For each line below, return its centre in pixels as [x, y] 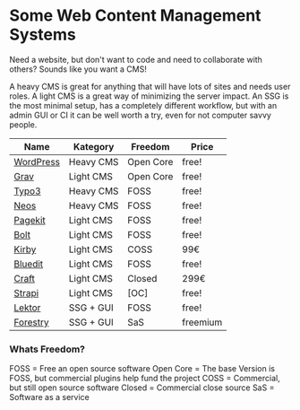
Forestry [31, 322]
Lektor [27, 308]
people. [23, 124]
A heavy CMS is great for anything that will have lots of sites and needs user [150, 86]
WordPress [37, 161]
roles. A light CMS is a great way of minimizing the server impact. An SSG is [149, 96]
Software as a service [49, 397]
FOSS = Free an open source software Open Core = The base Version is [142, 369]
